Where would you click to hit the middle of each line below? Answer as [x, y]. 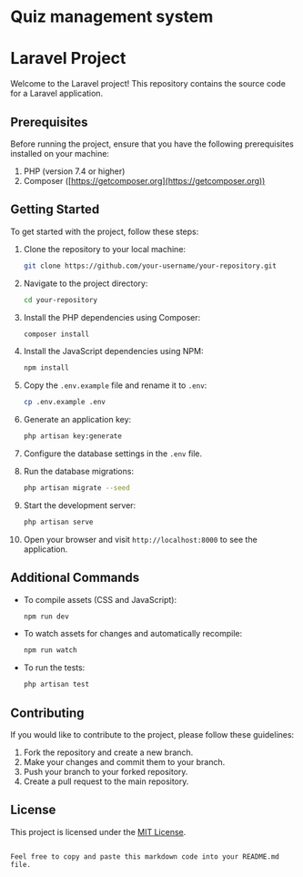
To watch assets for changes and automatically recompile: [133, 634]
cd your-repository [61, 300]
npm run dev [46, 617]
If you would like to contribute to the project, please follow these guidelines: [152, 734]
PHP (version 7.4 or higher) [74, 171]
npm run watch [50, 650]
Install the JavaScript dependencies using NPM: [113, 352]
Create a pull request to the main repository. [106, 781]
